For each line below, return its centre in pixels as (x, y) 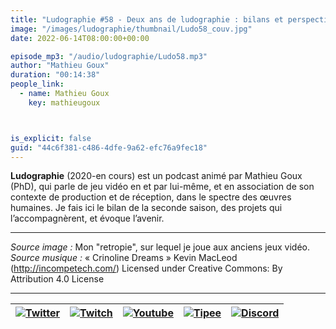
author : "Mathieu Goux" (60, 66)
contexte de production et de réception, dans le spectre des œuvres (151, 197)
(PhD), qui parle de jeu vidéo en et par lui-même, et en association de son (162, 187)
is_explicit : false (51, 138)
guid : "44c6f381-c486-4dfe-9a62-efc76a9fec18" (109, 147)
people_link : (37, 84)
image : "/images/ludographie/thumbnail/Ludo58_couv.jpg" (131, 29)
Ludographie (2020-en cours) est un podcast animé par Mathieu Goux (156, 176)
